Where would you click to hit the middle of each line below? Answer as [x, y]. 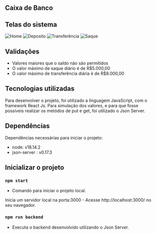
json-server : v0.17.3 [32, 152]
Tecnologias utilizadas [40, 89]
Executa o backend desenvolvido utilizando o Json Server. [70, 227]
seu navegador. [21, 205]
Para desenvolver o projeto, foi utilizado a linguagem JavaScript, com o [76, 100]
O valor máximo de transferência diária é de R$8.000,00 [68, 74]
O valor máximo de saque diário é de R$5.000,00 [61, 68]
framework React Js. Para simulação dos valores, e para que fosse [72, 105]
